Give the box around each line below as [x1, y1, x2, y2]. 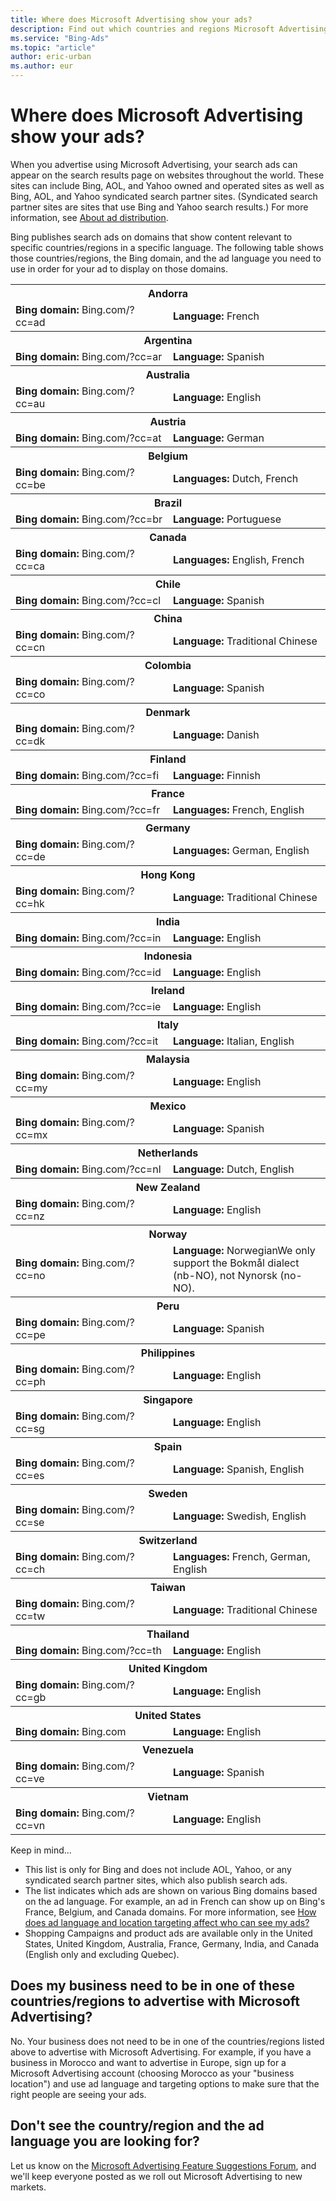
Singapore [143, 1392, 193, 1406]
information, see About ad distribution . [10, 211, 169, 223]
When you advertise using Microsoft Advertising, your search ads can [10, 158, 298, 170]
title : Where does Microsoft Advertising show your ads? [10, 14, 253, 25]
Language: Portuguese [173, 512, 282, 526]
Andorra [147, 286, 189, 300]
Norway [148, 1227, 188, 1241]
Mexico [149, 1099, 187, 1113]
